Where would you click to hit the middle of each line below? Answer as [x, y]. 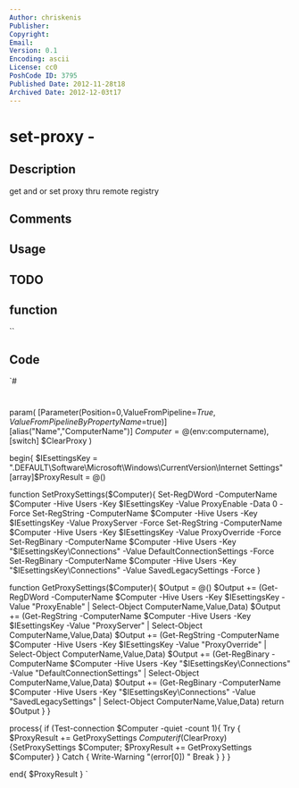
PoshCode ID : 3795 [43, 76]
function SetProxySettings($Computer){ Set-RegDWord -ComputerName [143, 495]
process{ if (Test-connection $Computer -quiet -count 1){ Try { [125, 728]
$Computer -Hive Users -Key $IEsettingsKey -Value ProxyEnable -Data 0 [144, 504]
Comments [41, 218]
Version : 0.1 [33, 51]
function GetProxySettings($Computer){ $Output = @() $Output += [133, 588]
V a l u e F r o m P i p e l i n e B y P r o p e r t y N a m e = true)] [88, 422]
